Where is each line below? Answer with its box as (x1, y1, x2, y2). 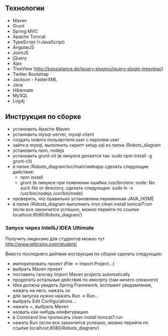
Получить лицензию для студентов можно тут (5, 236, 105, 242)
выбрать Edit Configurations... (12, 298, 76, 304)
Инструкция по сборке (5, 113, 82, 121)
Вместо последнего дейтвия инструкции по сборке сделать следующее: (5, 251, 163, 257)
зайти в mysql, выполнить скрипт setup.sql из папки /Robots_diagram (12, 142, 161, 148)
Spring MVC (12, 28, 38, 34)
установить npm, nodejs (12, 147, 65, 153)
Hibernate (12, 87, 34, 93)
